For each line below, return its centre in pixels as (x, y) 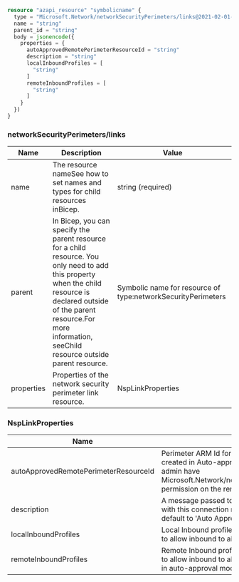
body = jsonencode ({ (44, 37)
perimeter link (75, 393)
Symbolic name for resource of (169, 288)
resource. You (76, 256)
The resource (75, 165)
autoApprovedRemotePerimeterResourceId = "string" (103, 50)
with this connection (195, 509)
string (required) (144, 187)
